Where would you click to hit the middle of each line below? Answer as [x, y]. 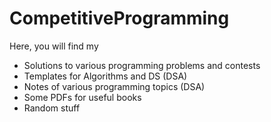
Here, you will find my [54, 46]
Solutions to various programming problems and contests [142, 65]
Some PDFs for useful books [82, 97]
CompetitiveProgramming [119, 18]
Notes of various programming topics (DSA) [114, 86]
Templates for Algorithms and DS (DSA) [105, 76]
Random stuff [52, 108]
